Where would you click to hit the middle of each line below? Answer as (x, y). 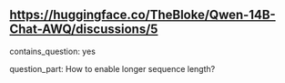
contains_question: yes (52, 51)
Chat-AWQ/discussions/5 (84, 30)
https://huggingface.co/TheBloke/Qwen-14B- (142, 15)
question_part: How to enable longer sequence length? (112, 68)
